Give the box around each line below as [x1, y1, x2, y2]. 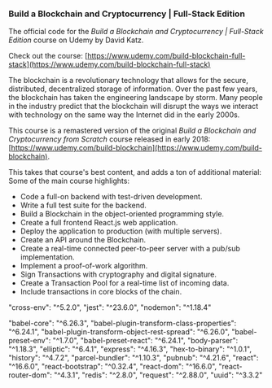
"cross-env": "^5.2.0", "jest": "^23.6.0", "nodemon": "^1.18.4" [8, 303, 212, 312]
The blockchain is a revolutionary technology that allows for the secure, [8, 76, 248, 85]
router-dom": [8, 370, 53, 380]
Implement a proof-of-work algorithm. [20, 261, 148, 271]
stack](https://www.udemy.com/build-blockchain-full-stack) [8, 59, 211, 69]
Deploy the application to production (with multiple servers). [20, 226, 222, 236]
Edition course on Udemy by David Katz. [8, 35, 144, 45]
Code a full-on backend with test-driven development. [20, 192, 203, 202]
